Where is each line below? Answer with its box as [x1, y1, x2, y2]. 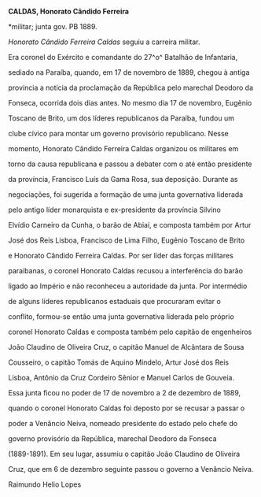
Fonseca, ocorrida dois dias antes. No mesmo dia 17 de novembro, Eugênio [8, 98, 252, 107]
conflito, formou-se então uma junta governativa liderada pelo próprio [8, 312, 234, 321]
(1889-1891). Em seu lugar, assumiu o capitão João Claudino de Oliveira [8, 449, 241, 458]
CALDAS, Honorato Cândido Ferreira [8, 7, 130, 16]
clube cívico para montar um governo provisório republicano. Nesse [8, 129, 230, 138]
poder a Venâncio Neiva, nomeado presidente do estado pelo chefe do [8, 419, 238, 428]
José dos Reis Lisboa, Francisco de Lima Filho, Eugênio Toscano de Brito [8, 236, 245, 245]
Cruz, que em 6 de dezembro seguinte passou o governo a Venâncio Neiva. [8, 465, 254, 473]
